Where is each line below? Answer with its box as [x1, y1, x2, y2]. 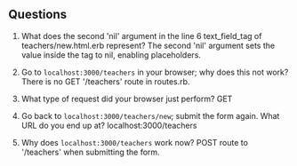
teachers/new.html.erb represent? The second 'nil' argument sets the [20, 40, 276, 51]
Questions [8, 7, 68, 22]
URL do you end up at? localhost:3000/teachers [20, 120, 197, 130]
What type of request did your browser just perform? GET [20, 93, 233, 104]
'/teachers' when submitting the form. [20, 146, 161, 157]
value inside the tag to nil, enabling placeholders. [20, 49, 202, 60]
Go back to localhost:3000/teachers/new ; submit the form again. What [20, 110, 280, 121]
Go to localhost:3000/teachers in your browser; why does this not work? [20, 67, 289, 77]
